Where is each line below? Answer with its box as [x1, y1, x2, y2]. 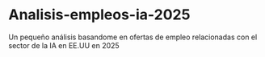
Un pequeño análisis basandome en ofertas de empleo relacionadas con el [8, 32, 258, 42]
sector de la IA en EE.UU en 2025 [8, 40, 120, 50]
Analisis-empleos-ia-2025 [8, 6, 191, 24]
